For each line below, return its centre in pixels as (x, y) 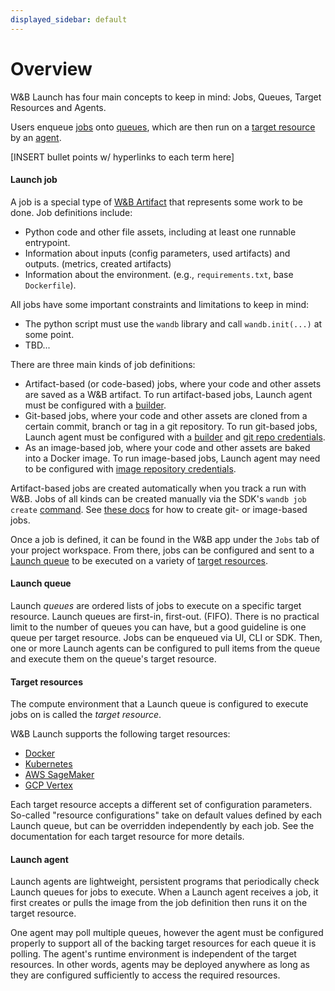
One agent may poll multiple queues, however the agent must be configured (167, 933)
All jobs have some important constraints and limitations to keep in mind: (160, 304)
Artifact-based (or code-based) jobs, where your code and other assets (173, 383)
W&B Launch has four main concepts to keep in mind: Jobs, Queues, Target (166, 97)
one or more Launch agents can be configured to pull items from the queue (165, 648)
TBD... (37, 345)
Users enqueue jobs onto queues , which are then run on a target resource (163, 127)
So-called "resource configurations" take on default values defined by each (166, 815)
